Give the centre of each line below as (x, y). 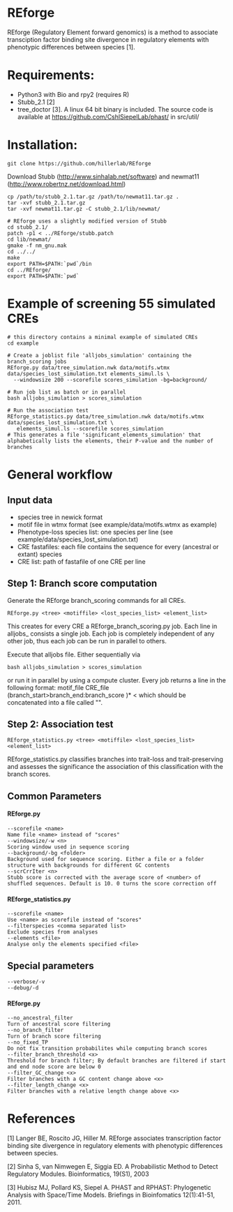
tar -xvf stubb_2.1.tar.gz (46, 203)
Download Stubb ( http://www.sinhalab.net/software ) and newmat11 (103, 177)
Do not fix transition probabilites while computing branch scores (107, 1049)
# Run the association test (48, 410)
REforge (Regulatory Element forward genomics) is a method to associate (113, 32)
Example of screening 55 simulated (112, 304)
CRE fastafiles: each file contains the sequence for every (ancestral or (118, 546)
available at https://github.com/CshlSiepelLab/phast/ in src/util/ (108, 117)
